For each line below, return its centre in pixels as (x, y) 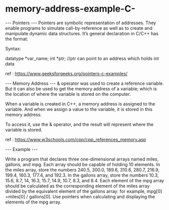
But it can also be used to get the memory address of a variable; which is (81, 88)
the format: (17, 39)
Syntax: (13, 48)
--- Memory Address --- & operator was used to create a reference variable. (84, 83)
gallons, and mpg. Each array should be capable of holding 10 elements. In (83, 164)
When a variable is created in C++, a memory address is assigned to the (80, 103)
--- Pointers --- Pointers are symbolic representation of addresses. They (81, 23)
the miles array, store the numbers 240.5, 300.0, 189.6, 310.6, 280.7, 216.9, (82, 170)
